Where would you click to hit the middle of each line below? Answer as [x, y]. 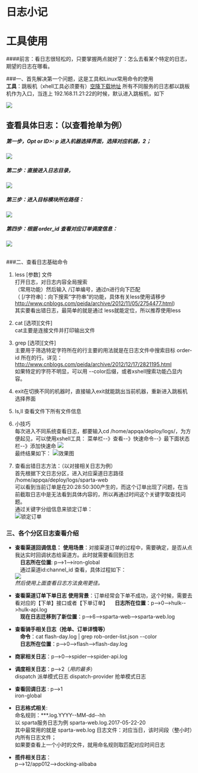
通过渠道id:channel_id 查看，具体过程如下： [73, 569]
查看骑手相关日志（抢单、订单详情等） [61, 629]
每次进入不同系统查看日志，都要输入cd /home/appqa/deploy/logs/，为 [100, 431]
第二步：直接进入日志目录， [40, 170]
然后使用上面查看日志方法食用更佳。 [59, 583]
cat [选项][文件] [33, 323]
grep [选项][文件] [35, 343]
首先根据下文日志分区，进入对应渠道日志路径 [69, 473]
